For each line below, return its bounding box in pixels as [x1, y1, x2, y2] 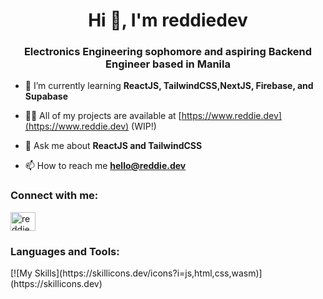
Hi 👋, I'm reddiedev [88, 9, 248, 32]
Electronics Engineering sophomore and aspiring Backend [23, 45, 313, 59]
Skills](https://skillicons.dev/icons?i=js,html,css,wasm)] [34, 267, 263, 279]
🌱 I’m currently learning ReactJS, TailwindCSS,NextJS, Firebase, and [24, 80, 314, 92]
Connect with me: [10, 189, 99, 203]
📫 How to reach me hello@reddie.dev [24, 160, 187, 172]
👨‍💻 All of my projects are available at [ [24, 110, 182, 122]
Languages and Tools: [10, 244, 120, 258]
